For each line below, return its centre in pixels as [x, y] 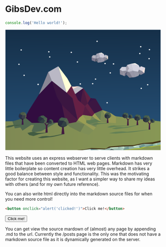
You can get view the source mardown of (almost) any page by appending [81, 229]
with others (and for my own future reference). [52, 184]
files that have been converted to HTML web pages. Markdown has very [79, 163]
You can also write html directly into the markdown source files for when [79, 194]
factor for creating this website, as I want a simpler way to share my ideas [80, 179]
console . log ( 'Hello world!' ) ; [36, 23]
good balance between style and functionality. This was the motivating [77, 174]
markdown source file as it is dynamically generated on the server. [73, 239]
